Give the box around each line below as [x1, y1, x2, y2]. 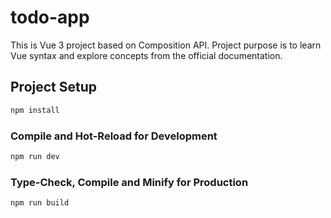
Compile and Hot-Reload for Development [10, 129, 218, 143]
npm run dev [10, 151, 60, 161]
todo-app [10, 6, 90, 29]
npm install [10, 105, 60, 115]
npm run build [10, 198, 70, 208]
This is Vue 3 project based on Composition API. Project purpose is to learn [10, 39, 322, 51]
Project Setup [10, 79, 98, 96]
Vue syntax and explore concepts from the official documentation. [10, 49, 283, 61]
